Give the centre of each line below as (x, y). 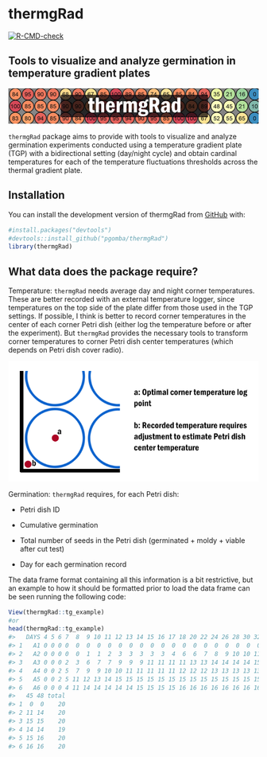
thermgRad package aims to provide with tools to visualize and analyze (122, 136)
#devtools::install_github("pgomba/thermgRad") (89, 238)
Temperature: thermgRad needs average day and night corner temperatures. (132, 291)
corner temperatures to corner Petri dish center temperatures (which (121, 341)
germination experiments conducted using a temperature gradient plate (125, 145)
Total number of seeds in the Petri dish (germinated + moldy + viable (132, 540)
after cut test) (42, 548)
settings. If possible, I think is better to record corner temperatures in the (127, 316)
